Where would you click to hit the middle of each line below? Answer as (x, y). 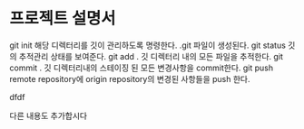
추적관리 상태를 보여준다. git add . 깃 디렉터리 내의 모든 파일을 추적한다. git (151, 56)
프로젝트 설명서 (63, 18)
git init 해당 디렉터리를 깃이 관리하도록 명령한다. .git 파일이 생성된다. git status (147, 45)
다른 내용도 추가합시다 (49, 115)
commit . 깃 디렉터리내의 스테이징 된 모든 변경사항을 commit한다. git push (142, 68)
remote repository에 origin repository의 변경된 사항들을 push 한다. (130, 78)
